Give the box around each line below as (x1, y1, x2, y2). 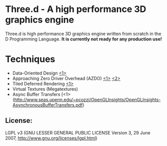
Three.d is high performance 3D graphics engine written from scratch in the (5, 30, 161, 36)
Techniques (5, 53, 55, 65)
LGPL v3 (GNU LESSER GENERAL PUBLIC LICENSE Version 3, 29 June (5, 129, 151, 135)
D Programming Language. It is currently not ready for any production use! (5, 36, 162, 42)
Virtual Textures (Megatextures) (12, 86, 78, 92)
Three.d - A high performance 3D (5, 3, 146, 15)
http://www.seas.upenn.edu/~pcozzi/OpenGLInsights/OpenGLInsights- (14, 96, 161, 102)
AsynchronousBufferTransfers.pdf (12, 101, 83, 108)
